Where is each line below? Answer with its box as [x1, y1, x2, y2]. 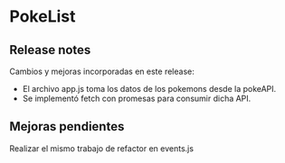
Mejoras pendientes [9, 119, 125, 134]
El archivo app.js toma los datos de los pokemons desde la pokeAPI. [22, 84, 277, 94]
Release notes [9, 42, 91, 58]
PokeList [9, 6, 76, 27]
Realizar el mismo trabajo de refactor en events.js [9, 142, 195, 154]
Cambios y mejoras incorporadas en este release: [9, 66, 195, 77]
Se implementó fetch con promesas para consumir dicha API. [22, 93, 252, 104]
